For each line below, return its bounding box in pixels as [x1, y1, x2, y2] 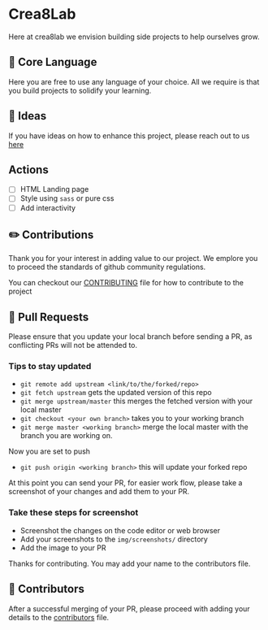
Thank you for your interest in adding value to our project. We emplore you [8, 254, 258, 263]
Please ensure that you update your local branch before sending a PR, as [8, 332, 253, 341]
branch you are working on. [19, 431, 113, 441]
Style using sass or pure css [19, 193, 115, 203]
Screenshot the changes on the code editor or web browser [19, 525, 221, 535]
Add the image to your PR [19, 542, 106, 553]
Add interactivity [19, 202, 76, 212]
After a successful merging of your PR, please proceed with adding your [8, 603, 250, 614]
